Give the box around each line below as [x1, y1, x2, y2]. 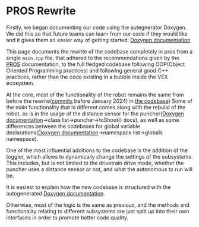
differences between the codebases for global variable [6, 122, 141, 130]
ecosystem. [6, 79, 35, 87]
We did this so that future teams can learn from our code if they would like [6, 30, 188, 37]
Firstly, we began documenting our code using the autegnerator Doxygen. [6, 24, 187, 31]
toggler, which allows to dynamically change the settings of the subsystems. [6, 153, 193, 160]
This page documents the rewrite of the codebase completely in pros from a [6, 48, 193, 55]
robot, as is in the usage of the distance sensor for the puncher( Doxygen [6, 110, 184, 117]
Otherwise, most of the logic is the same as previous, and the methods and [6, 201, 190, 209]
